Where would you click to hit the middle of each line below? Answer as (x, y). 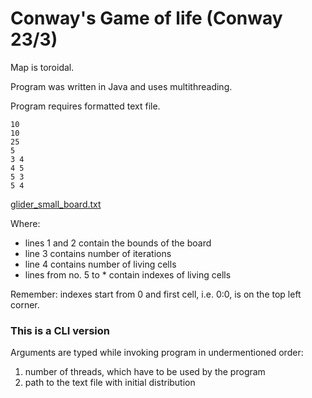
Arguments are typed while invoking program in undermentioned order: (157, 353)
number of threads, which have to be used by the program (145, 372)
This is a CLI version (60, 330)
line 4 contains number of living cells (100, 264)
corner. (25, 304)
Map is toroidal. (42, 67)
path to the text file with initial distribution (110, 383)
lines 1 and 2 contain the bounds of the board (118, 243)
